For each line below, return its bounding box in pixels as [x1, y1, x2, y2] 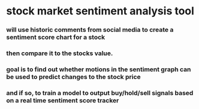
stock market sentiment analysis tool [6, 4, 195, 18]
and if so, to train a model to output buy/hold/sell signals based [6, 89, 194, 97]
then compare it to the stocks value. [6, 49, 113, 57]
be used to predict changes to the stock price [6, 72, 141, 81]
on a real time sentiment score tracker [6, 96, 119, 104]
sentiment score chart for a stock [6, 33, 105, 41]
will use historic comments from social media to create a [6, 26, 174, 34]
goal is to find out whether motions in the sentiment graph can [6, 65, 191, 73]
